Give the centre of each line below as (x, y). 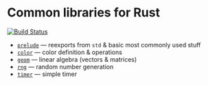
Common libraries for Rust (83, 13)
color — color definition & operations (69, 52)
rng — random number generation (65, 66)
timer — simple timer (47, 74)
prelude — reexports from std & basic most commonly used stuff (109, 45)
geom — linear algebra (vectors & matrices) (77, 59)
